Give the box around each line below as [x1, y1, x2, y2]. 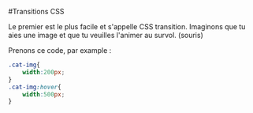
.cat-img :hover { [8, 83, 61, 91]
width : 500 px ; [22, 90, 65, 98]
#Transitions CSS [8, 7, 65, 16]
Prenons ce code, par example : [8, 46, 112, 55]
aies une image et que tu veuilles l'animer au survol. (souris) [8, 31, 203, 40]
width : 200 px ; [22, 68, 65, 76]
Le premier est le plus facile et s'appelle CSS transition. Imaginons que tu [8, 22, 246, 31]
